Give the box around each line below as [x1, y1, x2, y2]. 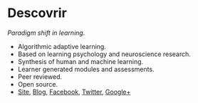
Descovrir [7, 5, 68, 21]
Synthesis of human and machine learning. [17, 57, 144, 65]
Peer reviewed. [17, 72, 63, 81]
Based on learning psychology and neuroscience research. [17, 50, 191, 58]
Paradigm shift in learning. [7, 28, 85, 37]
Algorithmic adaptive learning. [17, 42, 107, 50]
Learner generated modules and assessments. [17, 65, 155, 73]
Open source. [17, 80, 58, 88]
